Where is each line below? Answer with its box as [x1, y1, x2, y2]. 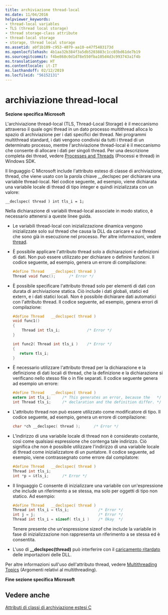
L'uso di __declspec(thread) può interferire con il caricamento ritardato [12, 546, 160, 553]
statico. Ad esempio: [12, 493, 55, 499]
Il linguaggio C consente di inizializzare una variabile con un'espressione [12, 482, 163, 488]
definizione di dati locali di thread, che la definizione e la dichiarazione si [12, 370, 163, 376]
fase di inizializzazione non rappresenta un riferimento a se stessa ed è [12, 531, 160, 538]
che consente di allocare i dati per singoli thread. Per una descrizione [5, 147, 149, 153]
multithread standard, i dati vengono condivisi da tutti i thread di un [5, 137, 144, 143]
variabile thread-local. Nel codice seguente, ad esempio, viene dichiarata [5, 178, 157, 184]
